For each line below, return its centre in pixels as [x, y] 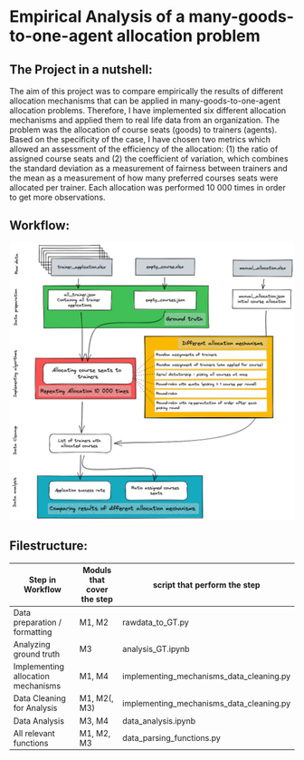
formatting [33, 631]
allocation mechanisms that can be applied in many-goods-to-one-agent [145, 101]
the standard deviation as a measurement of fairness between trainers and [148, 168]
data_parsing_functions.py [171, 738]
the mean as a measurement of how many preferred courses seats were [144, 178]
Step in [43, 580]
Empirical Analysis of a [97, 17]
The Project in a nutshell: [81, 69]
